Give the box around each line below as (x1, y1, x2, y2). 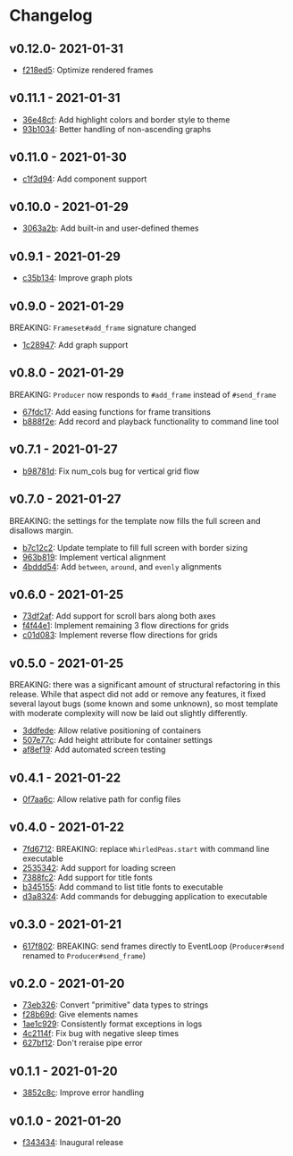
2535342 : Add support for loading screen (21, 862, 176, 873)
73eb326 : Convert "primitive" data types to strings (21, 1000, 209, 1010)
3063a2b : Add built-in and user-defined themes (21, 223, 199, 233)
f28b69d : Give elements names (21, 1009, 138, 1020)
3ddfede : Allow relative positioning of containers (21, 725, 202, 736)
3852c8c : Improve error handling (21, 1087, 145, 1098)
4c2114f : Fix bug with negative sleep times (21, 1028, 180, 1039)
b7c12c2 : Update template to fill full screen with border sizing (21, 542, 248, 553)
